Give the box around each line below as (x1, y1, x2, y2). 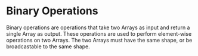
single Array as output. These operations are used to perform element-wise (6, 30, 192, 37)
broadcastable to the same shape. (6, 43, 91, 50)
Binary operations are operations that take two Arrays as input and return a (6, 24, 190, 31)
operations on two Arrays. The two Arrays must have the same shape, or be (6, 36, 193, 43)
